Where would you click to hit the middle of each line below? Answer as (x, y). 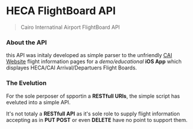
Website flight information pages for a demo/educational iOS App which (94, 62)
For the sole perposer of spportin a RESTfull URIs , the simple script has (93, 96)
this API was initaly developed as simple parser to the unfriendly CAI (89, 55)
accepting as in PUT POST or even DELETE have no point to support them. (97, 120)
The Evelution (27, 83)
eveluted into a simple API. (38, 102)
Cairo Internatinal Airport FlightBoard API (70, 27)
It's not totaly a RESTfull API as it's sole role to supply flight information (93, 114)
